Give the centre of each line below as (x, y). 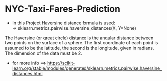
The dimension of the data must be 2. (43, 53)
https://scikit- (61, 63)
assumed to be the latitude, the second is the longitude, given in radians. (80, 48)
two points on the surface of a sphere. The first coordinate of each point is (82, 42)
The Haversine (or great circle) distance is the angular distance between (79, 38)
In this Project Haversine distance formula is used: (64, 23)
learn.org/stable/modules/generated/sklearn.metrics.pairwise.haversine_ (87, 68)
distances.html (28, 73)
